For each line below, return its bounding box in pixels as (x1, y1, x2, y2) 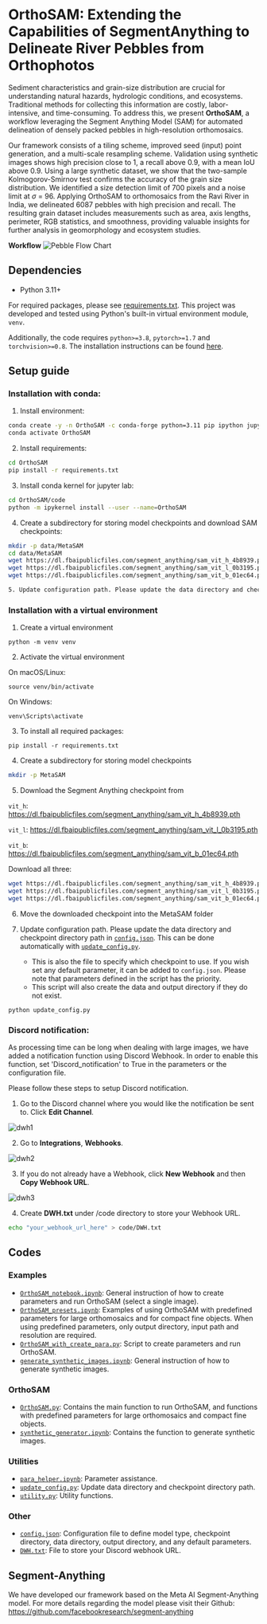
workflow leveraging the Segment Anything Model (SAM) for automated (8, 116, 243, 126)
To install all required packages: (19, 727, 125, 736)
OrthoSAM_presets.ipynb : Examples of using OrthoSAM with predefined (19, 1304, 253, 1314)
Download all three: (8, 865, 72, 874)
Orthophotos (8, 57, 95, 75)
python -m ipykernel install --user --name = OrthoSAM (8, 504, 187, 512)
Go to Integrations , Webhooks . (19, 1138, 123, 1148)
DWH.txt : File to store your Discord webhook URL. (19, 1546, 181, 1555)
